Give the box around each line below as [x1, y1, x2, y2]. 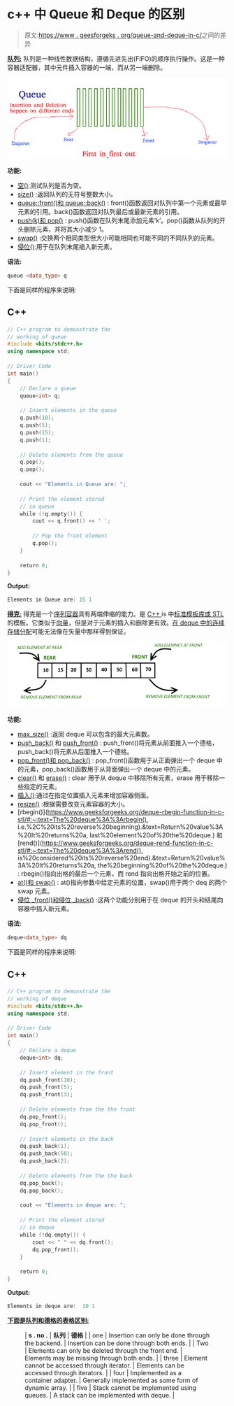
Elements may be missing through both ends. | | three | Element [24, 1354, 208, 1362]
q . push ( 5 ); [20, 422, 52, 429]
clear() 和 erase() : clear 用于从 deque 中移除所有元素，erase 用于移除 [17, 774, 219, 782]
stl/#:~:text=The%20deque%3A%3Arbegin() [17, 816, 147, 824]
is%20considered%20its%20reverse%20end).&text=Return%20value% [17, 854, 226, 862]
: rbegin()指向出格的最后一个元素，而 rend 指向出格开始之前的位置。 [17, 869, 214, 878]
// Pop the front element [32, 532, 108, 539]
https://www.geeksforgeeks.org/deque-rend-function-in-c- [41, 839, 214, 847]
